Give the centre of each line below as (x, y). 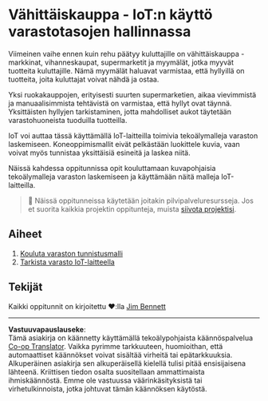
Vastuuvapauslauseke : (47, 329)
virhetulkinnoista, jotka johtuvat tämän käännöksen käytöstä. (108, 388)
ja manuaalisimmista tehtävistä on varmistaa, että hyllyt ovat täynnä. (120, 103)
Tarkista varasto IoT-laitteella (67, 262)
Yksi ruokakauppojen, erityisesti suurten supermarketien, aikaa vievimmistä (132, 94)
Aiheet (25, 234)
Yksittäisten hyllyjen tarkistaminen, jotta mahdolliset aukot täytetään (120, 111)
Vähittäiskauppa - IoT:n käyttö (110, 15)
